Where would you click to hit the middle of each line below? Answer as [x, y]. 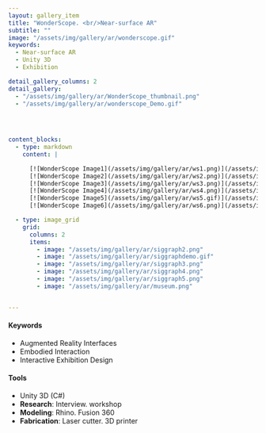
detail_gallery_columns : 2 [53, 81]
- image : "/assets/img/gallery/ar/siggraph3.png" [120, 264]
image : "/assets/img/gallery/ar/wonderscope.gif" [92, 38]
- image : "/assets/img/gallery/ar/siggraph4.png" [120, 272]
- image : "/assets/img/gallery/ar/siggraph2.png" [120, 249]
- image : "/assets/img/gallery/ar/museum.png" [115, 286]
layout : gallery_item [44, 15]
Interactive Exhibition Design [66, 360]
